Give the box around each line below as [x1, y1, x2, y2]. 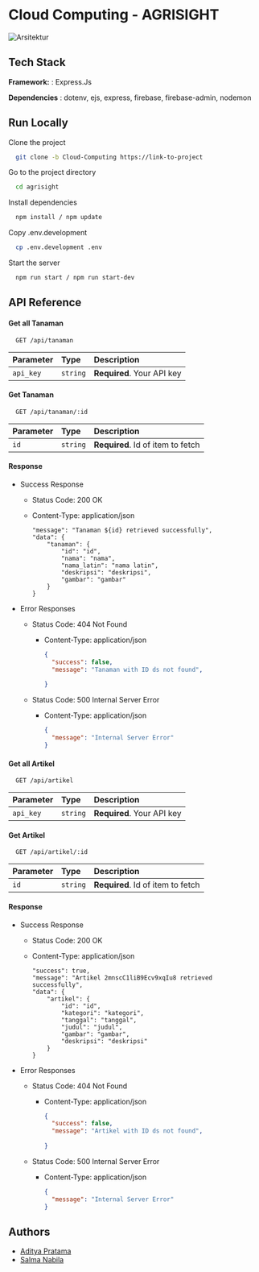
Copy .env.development [8, 228, 88, 238]
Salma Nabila [19, 1255, 64, 1265]
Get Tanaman [8, 390, 55, 400]
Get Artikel [8, 830, 46, 839]
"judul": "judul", [60, 1023, 123, 1031]
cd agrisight [15, 183, 60, 191]
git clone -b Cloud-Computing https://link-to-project [15, 153, 203, 161]
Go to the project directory [8, 168, 97, 177]
